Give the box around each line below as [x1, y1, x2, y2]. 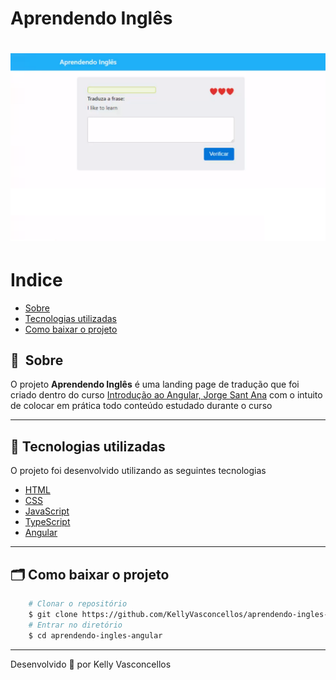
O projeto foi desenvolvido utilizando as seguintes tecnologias [10, 465, 267, 477]
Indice [10, 268, 63, 291]
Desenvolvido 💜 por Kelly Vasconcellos [10, 658, 172, 670]
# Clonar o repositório [28, 599, 128, 609]
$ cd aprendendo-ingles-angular [28, 630, 163, 641]
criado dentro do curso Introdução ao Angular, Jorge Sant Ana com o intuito [10, 389, 323, 401]
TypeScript [24, 516, 71, 528]
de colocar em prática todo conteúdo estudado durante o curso [10, 400, 273, 412]
